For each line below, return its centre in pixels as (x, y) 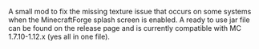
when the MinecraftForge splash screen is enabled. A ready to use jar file (129, 20)
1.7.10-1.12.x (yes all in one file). (59, 36)
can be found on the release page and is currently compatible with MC (125, 28)
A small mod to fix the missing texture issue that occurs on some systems (130, 11)
